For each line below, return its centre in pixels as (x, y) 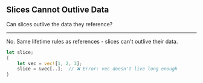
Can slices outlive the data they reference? (60, 24)
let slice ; (20, 52)
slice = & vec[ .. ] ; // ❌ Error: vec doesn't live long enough (97, 69)
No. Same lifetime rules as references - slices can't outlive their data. (92, 41)
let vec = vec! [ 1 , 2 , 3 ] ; (50, 63)
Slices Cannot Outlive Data (58, 10)
